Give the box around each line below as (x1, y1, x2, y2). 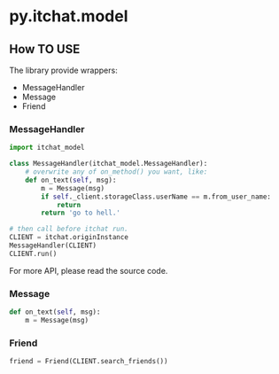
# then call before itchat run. (9, 224, 128, 234)
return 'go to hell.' (41, 208, 121, 218)
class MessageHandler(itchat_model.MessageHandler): (9, 160, 208, 168)
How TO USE (9, 42, 81, 57)
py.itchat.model (9, 6, 128, 27)
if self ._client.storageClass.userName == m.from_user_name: (41, 192, 272, 201)
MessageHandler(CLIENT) (9, 241, 97, 250)
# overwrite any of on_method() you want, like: (25, 168, 208, 176)
